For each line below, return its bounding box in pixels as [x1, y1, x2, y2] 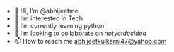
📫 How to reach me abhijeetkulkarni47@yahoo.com [13, 37, 167, 45]
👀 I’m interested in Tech [13, 14, 83, 22]
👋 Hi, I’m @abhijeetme [13, 7, 79, 15]
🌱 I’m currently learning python [13, 22, 105, 30]
